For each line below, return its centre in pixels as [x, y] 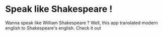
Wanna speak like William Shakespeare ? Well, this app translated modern [82, 23]
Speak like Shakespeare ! [59, 9]
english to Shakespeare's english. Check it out [53, 28]
